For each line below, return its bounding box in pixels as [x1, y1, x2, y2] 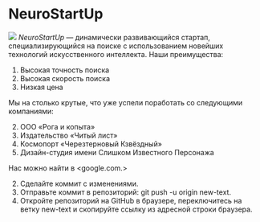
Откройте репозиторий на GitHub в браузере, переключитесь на [19, 195, 242, 205]
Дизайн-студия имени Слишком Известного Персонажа [19, 147, 214, 157]
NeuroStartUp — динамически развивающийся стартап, [18, 32, 211, 42]
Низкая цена [19, 82, 63, 92]
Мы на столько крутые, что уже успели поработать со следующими [8, 97, 243, 107]
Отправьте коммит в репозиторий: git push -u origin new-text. [19, 187, 231, 197]
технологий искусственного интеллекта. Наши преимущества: [8, 49, 224, 59]
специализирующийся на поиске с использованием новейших [8, 41, 224, 51]
